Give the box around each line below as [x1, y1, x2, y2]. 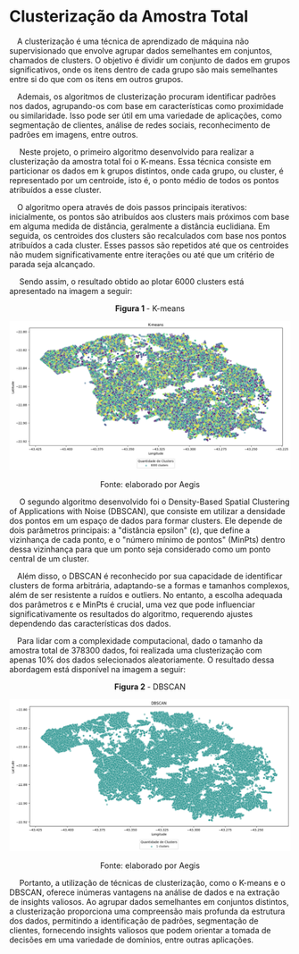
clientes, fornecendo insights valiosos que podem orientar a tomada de [9, 924, 271, 935]
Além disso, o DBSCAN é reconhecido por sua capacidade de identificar [17, 570, 283, 581]
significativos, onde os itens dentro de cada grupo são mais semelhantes [9, 64, 278, 75]
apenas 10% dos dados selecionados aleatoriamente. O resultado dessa [9, 654, 275, 665]
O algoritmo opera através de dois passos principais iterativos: [17, 201, 247, 212]
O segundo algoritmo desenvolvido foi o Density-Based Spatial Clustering [19, 496, 290, 507]
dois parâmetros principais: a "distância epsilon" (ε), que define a [9, 525, 251, 536]
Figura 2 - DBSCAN [114, 681, 186, 692]
